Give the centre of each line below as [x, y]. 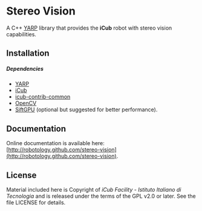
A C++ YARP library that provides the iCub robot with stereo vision [89, 28]
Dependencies [25, 68]
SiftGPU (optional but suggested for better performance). [86, 109]
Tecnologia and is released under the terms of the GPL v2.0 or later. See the [101, 196]
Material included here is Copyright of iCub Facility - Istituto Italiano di [94, 189]
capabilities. [21, 34]
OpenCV [26, 103]
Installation [28, 54]
